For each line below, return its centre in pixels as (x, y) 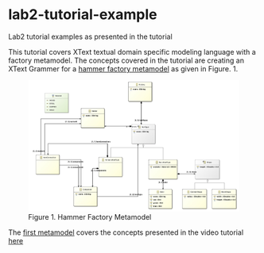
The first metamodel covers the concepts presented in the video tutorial (126, 232)
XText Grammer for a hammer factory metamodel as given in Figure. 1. (123, 68)
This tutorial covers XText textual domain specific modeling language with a (132, 52)
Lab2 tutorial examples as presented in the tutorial (90, 36)
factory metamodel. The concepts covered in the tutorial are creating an (126, 60)
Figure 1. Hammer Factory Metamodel (90, 217)
